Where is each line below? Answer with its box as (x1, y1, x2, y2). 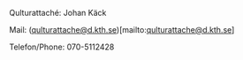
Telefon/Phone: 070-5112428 (9, 41, 115, 52)
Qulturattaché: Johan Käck (9, 8, 107, 18)
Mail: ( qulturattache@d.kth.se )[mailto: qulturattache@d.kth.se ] (9, 25, 235, 34)
